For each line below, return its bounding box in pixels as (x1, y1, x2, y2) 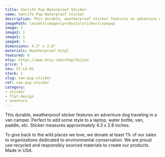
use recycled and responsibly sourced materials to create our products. (5, 142, 150, 148)
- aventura (5, 99, 27, 104)
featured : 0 (5, 52, 29, 58)
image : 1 (5, 26, 23, 30)
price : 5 (5, 62, 23, 67)
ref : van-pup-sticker (5, 80, 50, 85)
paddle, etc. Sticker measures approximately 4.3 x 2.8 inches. (5, 122, 130, 128)
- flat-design (5, 94, 34, 99)
